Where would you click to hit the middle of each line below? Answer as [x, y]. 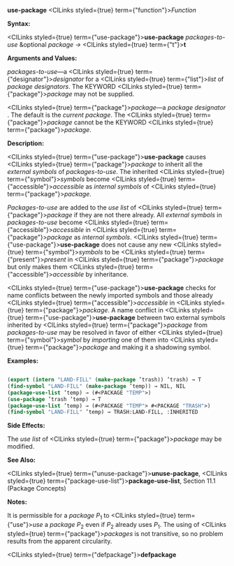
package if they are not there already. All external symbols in [134, 215]
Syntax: [19, 23]
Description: [25, 143]
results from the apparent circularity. [60, 541]
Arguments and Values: [42, 58]
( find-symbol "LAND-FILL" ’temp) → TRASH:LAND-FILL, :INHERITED [103, 412]
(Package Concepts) [37, 488]
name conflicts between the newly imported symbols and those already [110, 295]
